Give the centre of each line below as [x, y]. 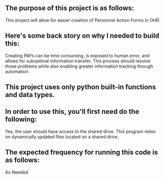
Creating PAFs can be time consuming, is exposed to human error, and [78, 55]
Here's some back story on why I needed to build [82, 36]
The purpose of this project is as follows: [70, 8]
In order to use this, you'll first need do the [72, 112]
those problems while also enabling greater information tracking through [79, 66]
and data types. [30, 95]
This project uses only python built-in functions [81, 87]
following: [21, 120]
